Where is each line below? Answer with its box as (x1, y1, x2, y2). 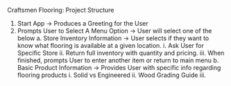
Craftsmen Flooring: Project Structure (7, 6, 114, 14)
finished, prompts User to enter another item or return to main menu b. (17, 56, 219, 64)
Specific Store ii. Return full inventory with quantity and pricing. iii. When (17, 49, 225, 57)
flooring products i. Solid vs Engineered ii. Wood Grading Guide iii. (17, 71, 207, 79)
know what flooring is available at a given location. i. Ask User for (17, 42, 205, 49)
